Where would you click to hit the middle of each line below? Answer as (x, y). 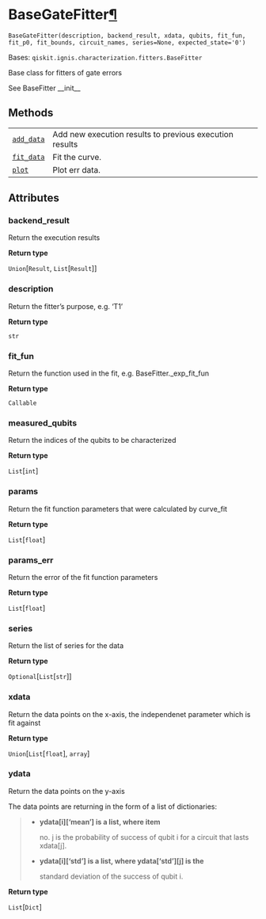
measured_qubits (43, 423)
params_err (31, 560)
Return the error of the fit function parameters (83, 577)
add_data (28, 139)
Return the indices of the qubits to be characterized (92, 440)
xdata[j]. (53, 845)
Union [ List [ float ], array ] (49, 753)
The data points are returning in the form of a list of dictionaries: (113, 807)
